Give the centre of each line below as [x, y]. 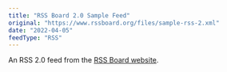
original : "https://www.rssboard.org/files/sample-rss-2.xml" [114, 23]
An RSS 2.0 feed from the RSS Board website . [84, 60]
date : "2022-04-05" [41, 30]
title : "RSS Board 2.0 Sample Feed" [69, 15]
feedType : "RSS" [35, 38]
